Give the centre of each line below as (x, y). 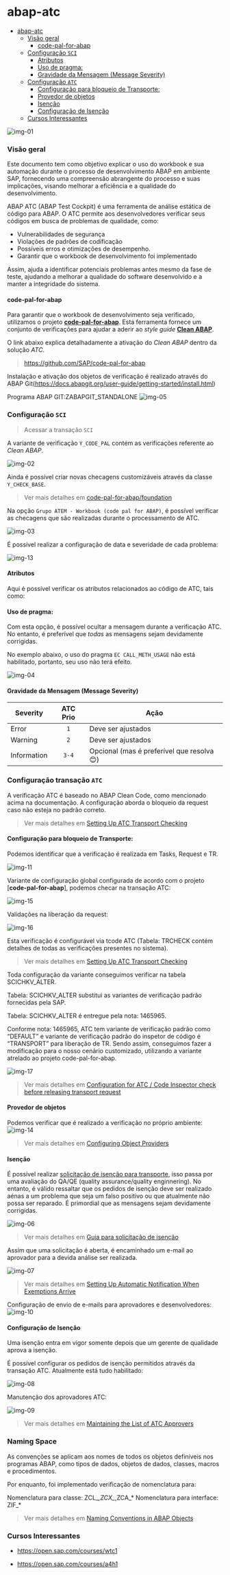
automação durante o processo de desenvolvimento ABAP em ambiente (108, 171)
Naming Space (32, 1441)
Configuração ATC (52, 81)
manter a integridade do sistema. (54, 284)
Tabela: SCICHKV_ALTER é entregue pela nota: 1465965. (87, 1016)
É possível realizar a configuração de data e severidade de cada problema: (113, 544)
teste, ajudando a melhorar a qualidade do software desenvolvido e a (105, 277)
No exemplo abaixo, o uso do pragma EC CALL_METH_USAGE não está (101, 655)
